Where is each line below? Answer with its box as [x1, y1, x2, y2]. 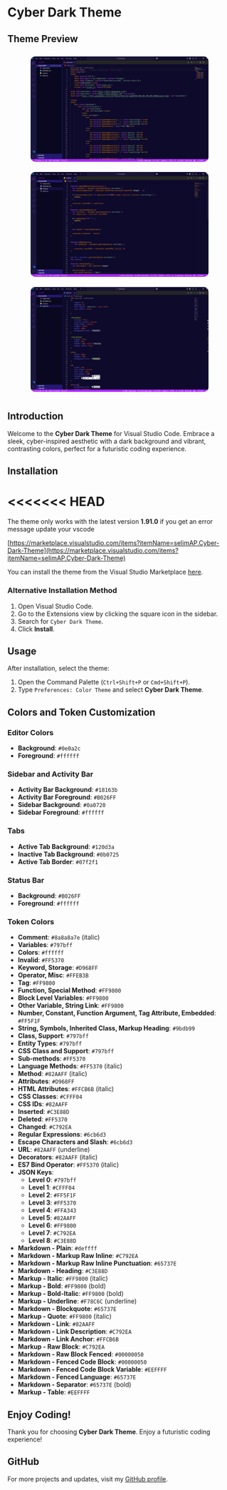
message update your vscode [7, 525, 95, 534]
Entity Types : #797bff [17, 1039, 83, 1048]
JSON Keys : [17, 1168, 54, 1177]
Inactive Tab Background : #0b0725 [17, 850, 120, 858]
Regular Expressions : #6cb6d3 [17, 1130, 107, 1139]
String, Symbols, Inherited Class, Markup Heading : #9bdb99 [17, 1024, 196, 1033]
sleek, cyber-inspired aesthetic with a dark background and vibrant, [7, 437, 206, 445]
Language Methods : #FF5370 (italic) [17, 1062, 123, 1070]
